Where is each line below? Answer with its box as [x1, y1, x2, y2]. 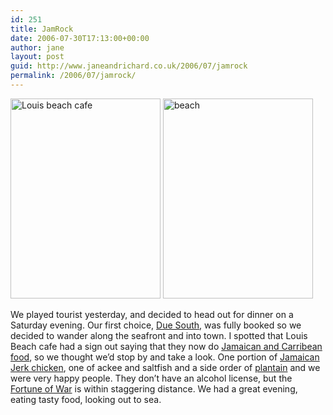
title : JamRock [10, 24, 74, 34]
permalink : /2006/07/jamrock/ [10, 71, 137, 81]
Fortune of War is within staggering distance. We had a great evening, [10, 382, 298, 395]
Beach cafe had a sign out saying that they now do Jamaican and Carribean [10, 340, 323, 352]
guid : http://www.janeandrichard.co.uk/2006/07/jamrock [10, 61, 248, 71]
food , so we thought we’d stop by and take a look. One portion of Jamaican [10, 351, 320, 363]
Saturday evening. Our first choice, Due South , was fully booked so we [10, 319, 302, 331]
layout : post [10, 52, 65, 62]
